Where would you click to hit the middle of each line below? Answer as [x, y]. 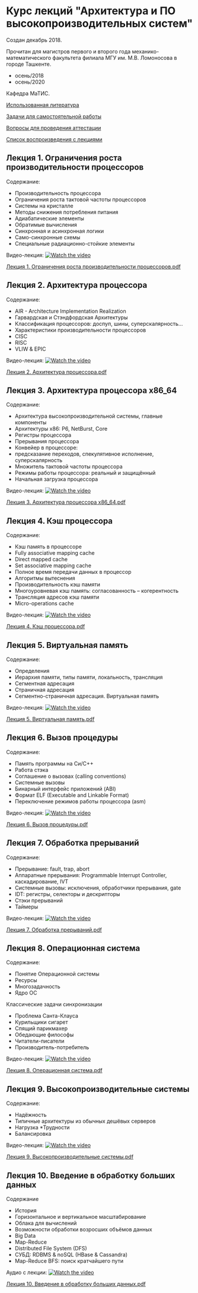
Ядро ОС [26, 993]
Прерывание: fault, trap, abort [52, 869]
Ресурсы [26, 980]
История [25, 1211]
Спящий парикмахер [41, 1028]
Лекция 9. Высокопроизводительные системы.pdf [70, 1157]
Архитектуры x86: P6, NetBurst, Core [61, 429]
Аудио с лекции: [27, 1273]
